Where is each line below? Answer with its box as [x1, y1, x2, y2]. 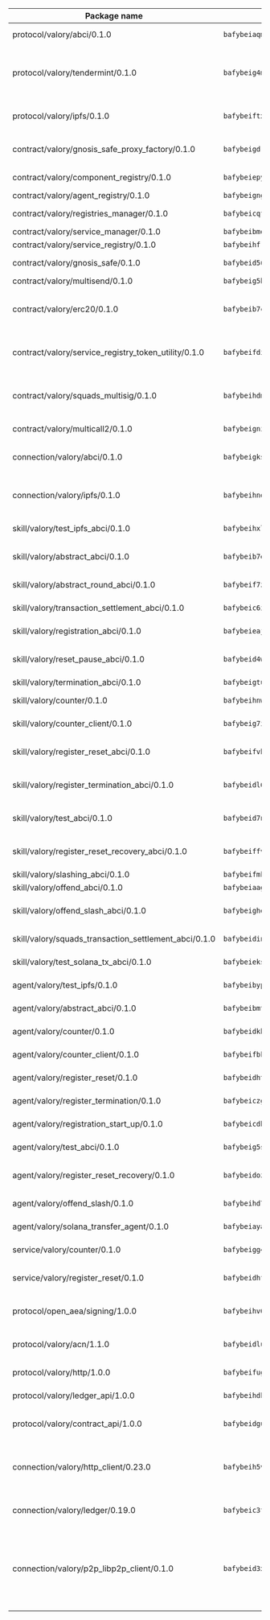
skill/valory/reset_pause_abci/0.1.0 [12, 653, 145, 665]
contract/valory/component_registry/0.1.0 [12, 172, 171, 183]
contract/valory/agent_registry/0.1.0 [12, 190, 150, 200]
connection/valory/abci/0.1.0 [12, 451, 123, 462]
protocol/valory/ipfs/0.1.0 [12, 110, 110, 122]
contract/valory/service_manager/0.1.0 [12, 226, 161, 237]
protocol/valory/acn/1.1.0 [12, 1339, 110, 1350]
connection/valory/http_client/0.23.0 [12, 1461, 151, 1472]
